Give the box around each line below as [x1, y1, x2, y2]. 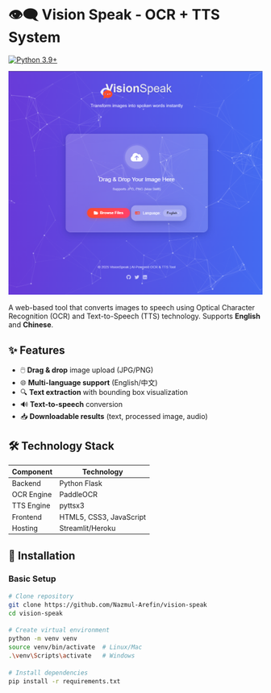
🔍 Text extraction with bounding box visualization [19, 388, 188, 397]
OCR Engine [11, 490, 52, 499]
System [8, 28, 61, 47]
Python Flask [59, 478, 102, 488]
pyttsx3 [59, 500, 85, 511]
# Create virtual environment [8, 626, 110, 634]
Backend [11, 478, 42, 488]
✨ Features [8, 343, 65, 357]
